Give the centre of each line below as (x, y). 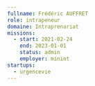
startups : (21, 65)
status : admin (40, 53)
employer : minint (45, 59)
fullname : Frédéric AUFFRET (48, 14)
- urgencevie (32, 71)
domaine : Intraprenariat (43, 26)
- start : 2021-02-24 (43, 40)
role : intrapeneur (34, 20)
